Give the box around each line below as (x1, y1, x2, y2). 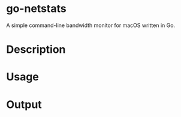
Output (6, 98, 42, 111)
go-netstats (6, 2, 67, 16)
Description (6, 43, 66, 56)
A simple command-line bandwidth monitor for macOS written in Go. (6, 22, 176, 29)
